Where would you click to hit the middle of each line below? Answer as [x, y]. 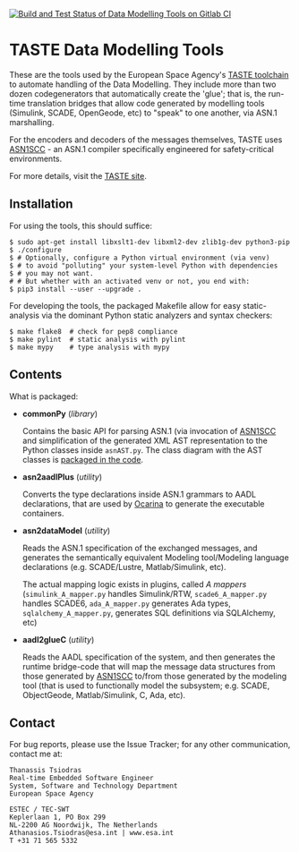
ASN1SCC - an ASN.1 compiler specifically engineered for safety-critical [142, 149]
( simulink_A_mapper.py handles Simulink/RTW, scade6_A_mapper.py [144, 593]
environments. [36, 158]
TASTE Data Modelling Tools [117, 50]
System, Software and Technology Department [94, 786]
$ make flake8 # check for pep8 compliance [94, 331]
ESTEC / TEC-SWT [39, 810]
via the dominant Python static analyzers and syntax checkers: [157, 315]
